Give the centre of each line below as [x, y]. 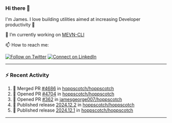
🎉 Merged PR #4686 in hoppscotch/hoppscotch [63, 88]
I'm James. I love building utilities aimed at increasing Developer [73, 19]
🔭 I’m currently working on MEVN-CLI [45, 35]
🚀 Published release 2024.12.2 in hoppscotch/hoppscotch [73, 105]
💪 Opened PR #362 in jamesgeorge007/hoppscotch [67, 99]
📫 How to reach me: [27, 45]
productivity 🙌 [20, 25]
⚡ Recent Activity [27, 75]
